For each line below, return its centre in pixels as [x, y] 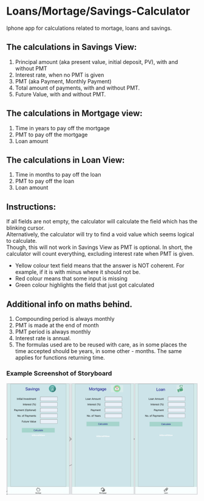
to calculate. [22, 241]
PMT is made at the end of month [57, 325]
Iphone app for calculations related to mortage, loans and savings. [89, 28]
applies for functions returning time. [60, 358]
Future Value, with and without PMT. [60, 94]
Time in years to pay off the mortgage [63, 128]
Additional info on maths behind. [69, 304]
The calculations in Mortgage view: [74, 114]
